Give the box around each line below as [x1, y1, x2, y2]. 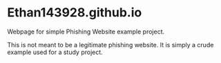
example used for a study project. [7, 48, 104, 56]
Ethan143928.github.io [7, 5, 142, 21]
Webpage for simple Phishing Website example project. [7, 27, 165, 36]
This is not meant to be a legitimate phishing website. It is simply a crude [7, 40, 214, 49]
